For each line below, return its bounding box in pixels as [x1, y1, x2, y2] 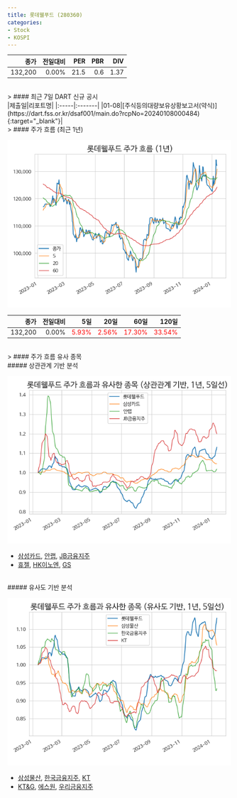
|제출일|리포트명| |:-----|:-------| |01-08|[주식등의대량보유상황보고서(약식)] [7, 101, 218, 109]
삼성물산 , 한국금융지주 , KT [17, 773, 91, 782]
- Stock [7, 26, 31, 33]
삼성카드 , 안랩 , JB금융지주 [17, 551, 90, 560]
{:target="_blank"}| [7, 116, 63, 125]
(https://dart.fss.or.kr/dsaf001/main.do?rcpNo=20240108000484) [7, 109, 200, 117]
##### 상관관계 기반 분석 [7, 361, 79, 369]
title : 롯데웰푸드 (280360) [7, 11, 83, 18]
